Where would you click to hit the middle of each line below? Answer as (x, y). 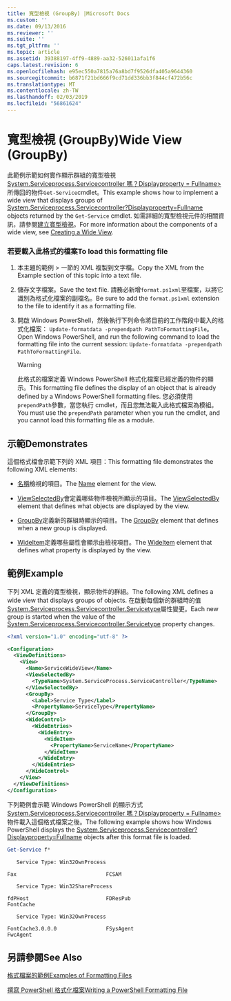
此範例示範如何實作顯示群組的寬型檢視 (61, 175)
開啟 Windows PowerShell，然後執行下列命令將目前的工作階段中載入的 (118, 320)
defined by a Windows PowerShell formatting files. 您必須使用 (105, 396)
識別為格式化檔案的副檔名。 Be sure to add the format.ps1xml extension (118, 299)
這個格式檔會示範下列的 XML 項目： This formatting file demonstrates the (110, 461)
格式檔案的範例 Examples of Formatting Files (70, 975)
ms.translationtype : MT (41, 84)
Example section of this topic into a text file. (79, 275)
